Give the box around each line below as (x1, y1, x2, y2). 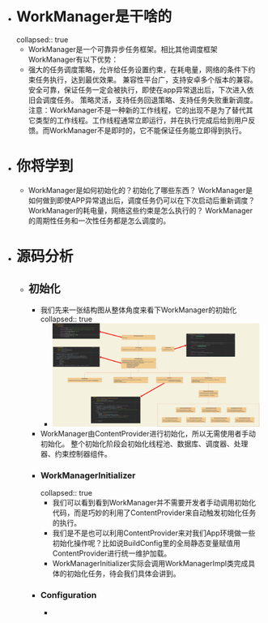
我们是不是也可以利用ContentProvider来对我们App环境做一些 (52, 528, 256, 538)
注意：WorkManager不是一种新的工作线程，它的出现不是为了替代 (28, 105, 246, 114)
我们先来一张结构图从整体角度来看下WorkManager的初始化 (40, 305, 237, 315)
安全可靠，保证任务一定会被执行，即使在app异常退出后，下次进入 (28, 84, 247, 94)
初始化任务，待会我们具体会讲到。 (66, 569, 181, 578)
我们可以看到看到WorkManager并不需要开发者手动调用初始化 (52, 498, 257, 508)
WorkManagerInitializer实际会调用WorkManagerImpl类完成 (52, 559, 249, 569)
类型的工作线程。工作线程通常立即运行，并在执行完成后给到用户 (35, 115, 249, 125)
